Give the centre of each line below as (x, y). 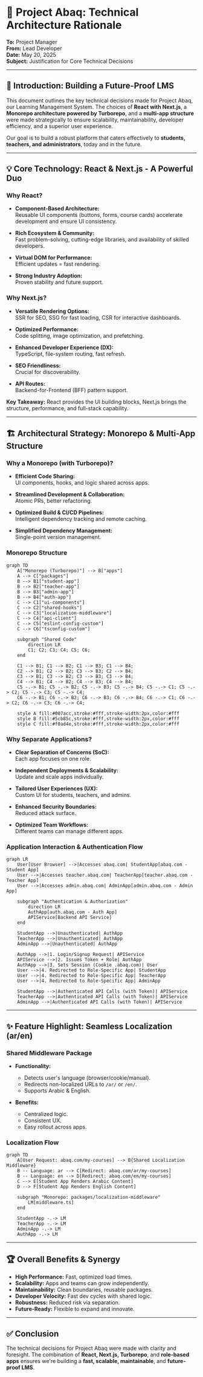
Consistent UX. (43, 1121)
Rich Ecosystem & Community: (55, 233)
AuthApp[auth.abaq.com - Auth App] (73, 912)
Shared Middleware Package (49, 1053)
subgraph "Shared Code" (47, 639)
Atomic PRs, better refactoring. (53, 501)
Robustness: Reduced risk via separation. (67, 1303)
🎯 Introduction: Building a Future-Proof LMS (90, 86)
